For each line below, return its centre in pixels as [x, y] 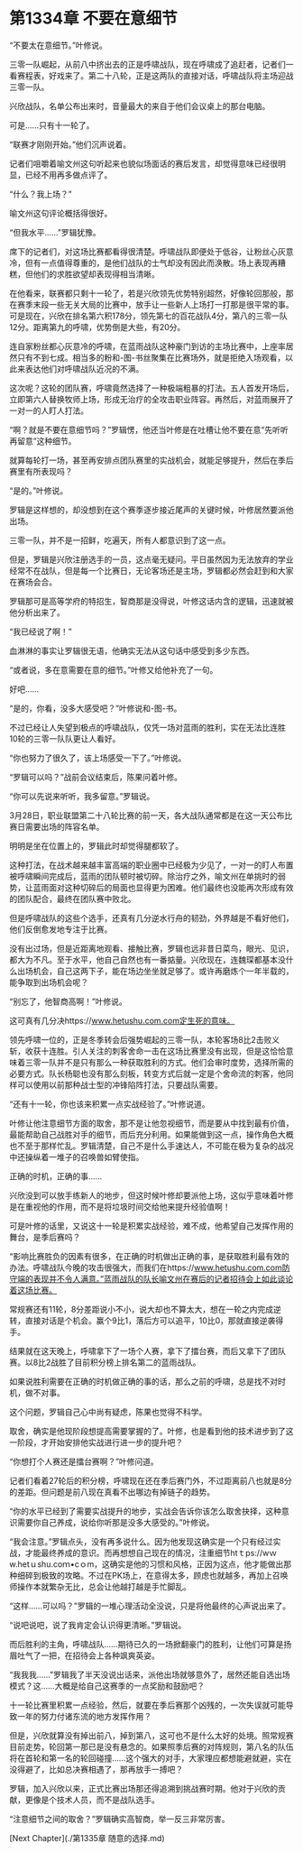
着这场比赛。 [33, 1290]
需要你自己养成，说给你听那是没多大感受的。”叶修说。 [115, 1522]
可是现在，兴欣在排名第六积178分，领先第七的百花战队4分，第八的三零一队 [149, 316]
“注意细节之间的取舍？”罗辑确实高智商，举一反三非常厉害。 [119, 1819]
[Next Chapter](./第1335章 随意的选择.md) [87, 1838]
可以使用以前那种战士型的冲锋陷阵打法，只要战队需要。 [119, 1084]
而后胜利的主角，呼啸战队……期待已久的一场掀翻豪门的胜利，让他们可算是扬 [151, 1644]
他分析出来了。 [37, 612]
